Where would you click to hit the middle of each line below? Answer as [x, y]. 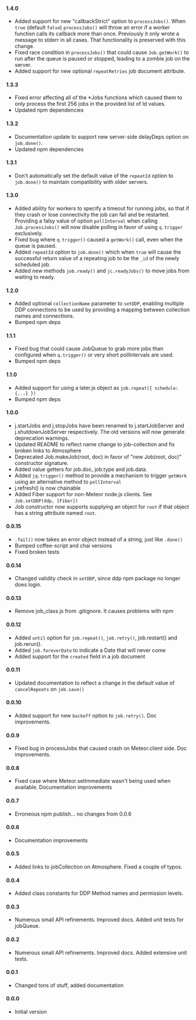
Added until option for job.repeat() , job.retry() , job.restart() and [96, 638]
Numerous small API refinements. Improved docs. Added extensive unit [101, 952]
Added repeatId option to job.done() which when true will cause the [98, 252]
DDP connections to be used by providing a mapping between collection [102, 310]
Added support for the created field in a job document [80, 656]
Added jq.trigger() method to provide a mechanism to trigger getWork [101, 475]
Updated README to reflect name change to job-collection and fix [94, 444]
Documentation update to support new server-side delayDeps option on [102, 137]
